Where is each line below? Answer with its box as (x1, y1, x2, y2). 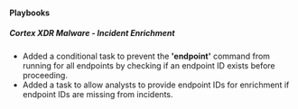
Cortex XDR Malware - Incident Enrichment (9, 28, 175, 39)
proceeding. (22, 69, 68, 80)
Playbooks (9, 7, 51, 18)
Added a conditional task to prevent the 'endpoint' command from (22, 50, 271, 61)
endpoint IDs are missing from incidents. (22, 88, 173, 99)
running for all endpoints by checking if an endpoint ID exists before (22, 59, 275, 71)
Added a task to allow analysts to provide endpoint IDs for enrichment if (22, 79, 290, 90)
